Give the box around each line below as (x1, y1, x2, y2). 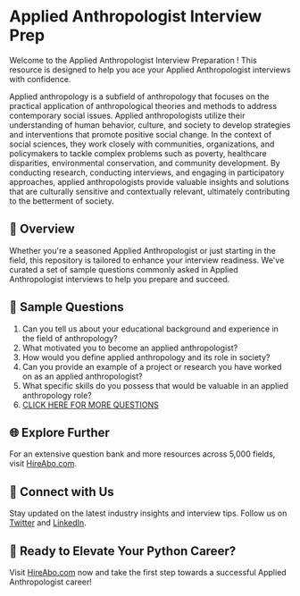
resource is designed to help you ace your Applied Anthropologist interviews (9, 64, 291, 75)
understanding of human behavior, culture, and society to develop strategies (9, 119, 291, 130)
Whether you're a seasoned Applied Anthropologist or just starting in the (9, 245, 277, 256)
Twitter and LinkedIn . (9, 517, 87, 528)
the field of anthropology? (21, 332, 118, 343)
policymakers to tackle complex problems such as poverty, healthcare (9, 147, 267, 158)
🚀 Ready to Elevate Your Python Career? (9, 543, 237, 558)
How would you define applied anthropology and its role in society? (21, 351, 271, 363)
